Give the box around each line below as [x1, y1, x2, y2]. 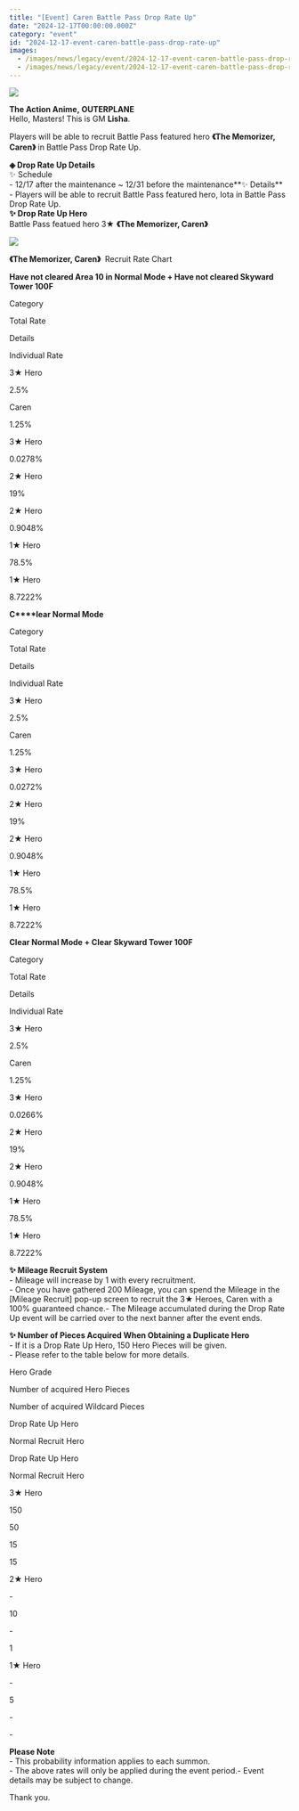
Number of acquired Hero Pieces [9, 1383, 131, 1394]
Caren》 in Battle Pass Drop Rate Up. [9, 142, 141, 152]
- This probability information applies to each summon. [9, 1756, 211, 1766]
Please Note [9, 1746, 55, 1757]
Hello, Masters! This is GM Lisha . [9, 113, 131, 124]
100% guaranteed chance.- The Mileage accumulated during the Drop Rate [9, 1302, 286, 1314]
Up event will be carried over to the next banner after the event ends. [9, 1312, 263, 1323]
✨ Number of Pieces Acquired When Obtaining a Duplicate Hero [9, 1329, 250, 1341]
